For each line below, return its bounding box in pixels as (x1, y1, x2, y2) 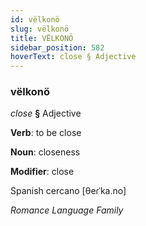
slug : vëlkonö (10, 24, 70, 34)
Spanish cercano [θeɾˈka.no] (10, 185, 127, 197)
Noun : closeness (10, 146, 81, 158)
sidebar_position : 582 (10, 42, 105, 53)
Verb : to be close (10, 127, 82, 139)
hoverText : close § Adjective (10, 52, 137, 62)
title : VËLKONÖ (10, 33, 74, 43)
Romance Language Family (10, 204, 124, 216)
